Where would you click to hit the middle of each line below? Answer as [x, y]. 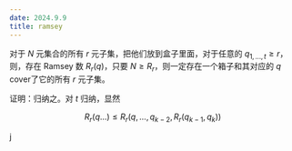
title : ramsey [36, 26]
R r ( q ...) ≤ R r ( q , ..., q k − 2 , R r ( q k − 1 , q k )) [153, 117]
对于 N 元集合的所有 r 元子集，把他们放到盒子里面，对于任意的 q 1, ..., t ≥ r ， [149, 54]
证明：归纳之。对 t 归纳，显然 [65, 99]
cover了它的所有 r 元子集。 [60, 79]
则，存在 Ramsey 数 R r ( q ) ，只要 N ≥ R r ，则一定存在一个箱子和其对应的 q [146, 67]
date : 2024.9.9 [38, 18]
